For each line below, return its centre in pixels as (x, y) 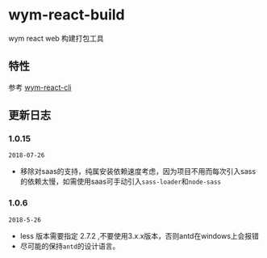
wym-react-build (67, 15)
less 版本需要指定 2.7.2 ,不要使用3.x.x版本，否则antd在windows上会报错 (140, 235)
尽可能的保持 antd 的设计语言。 (70, 246)
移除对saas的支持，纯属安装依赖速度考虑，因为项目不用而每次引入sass (138, 171)
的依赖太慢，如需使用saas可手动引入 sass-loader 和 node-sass (121, 182)
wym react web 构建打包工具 (56, 38)
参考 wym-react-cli (40, 87)
